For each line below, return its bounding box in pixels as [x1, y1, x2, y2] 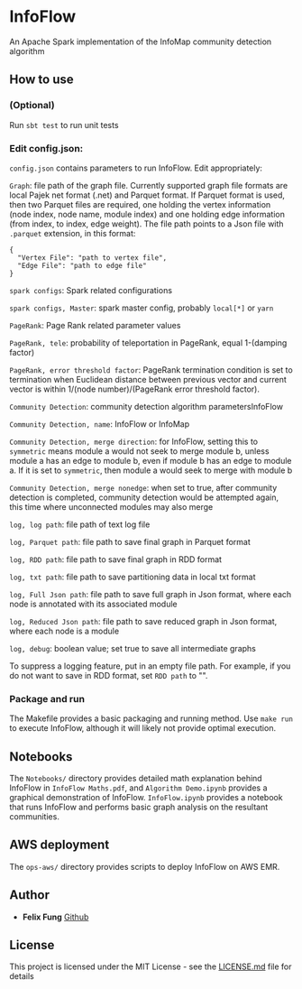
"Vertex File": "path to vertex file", [17, 253, 168, 263]
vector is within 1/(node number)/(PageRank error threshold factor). [9, 384, 260, 394]
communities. [9, 811, 60, 822]
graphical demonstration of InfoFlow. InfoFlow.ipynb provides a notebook [9, 792, 283, 803]
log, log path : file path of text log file [9, 519, 151, 530]
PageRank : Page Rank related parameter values [9, 319, 181, 330]
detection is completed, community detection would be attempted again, [9, 492, 279, 503]
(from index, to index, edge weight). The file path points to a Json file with [9, 218, 284, 229]
